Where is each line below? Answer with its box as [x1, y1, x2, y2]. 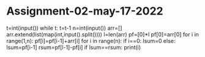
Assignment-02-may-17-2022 [6, 4, 163, 18]
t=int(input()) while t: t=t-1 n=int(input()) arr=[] [6, 24, 122, 32]
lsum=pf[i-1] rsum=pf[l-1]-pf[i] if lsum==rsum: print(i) [6, 44, 141, 51]
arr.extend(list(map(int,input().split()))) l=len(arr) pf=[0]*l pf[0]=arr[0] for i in [6, 30, 199, 38]
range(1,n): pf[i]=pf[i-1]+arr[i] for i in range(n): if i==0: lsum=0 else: [6, 37, 176, 44]
